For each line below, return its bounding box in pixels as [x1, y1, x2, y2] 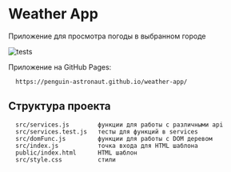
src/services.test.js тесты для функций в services [15, 127, 198, 136]
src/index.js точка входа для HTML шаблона [15, 142, 198, 150]
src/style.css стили [15, 155, 116, 164]
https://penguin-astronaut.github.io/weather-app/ [15, 78, 188, 86]
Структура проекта [8, 99, 111, 113]
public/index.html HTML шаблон [15, 149, 137, 157]
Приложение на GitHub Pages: [8, 62, 112, 72]
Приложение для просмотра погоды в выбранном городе [8, 31, 206, 41]
